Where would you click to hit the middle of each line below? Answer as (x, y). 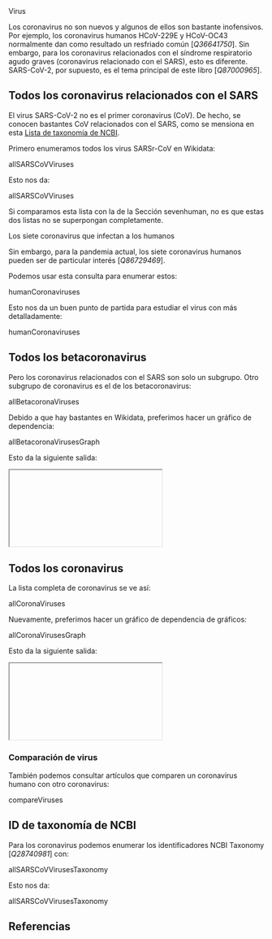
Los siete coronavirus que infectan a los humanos (91, 236)
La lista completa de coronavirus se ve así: (80, 588)
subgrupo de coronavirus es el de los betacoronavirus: (100, 386)
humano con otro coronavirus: (59, 784)
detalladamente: (35, 316)
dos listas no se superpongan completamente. (86, 220)
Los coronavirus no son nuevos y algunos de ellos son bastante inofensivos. (136, 27)
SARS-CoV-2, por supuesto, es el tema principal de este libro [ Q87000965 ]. (135, 70)
